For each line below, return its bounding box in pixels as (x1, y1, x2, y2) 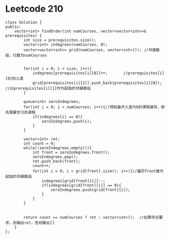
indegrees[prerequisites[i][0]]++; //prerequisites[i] (32, 71, 165, 76)
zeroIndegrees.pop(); (32, 154, 79, 159)
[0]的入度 (5, 76, 24, 81)
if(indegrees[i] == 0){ (32, 114, 83, 119)
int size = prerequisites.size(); (23, 38, 96, 43)
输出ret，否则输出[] (16, 220, 55, 225)
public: (5, 24, 22, 29)
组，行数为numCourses (5, 53, 47, 58)
